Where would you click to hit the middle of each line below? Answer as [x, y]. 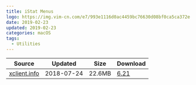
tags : [13, 38]
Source [24, 63]
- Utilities [26, 44]
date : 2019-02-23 [27, 22]
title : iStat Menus [30, 11]
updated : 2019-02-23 [31, 28]
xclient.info [24, 73]
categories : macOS [28, 33]
